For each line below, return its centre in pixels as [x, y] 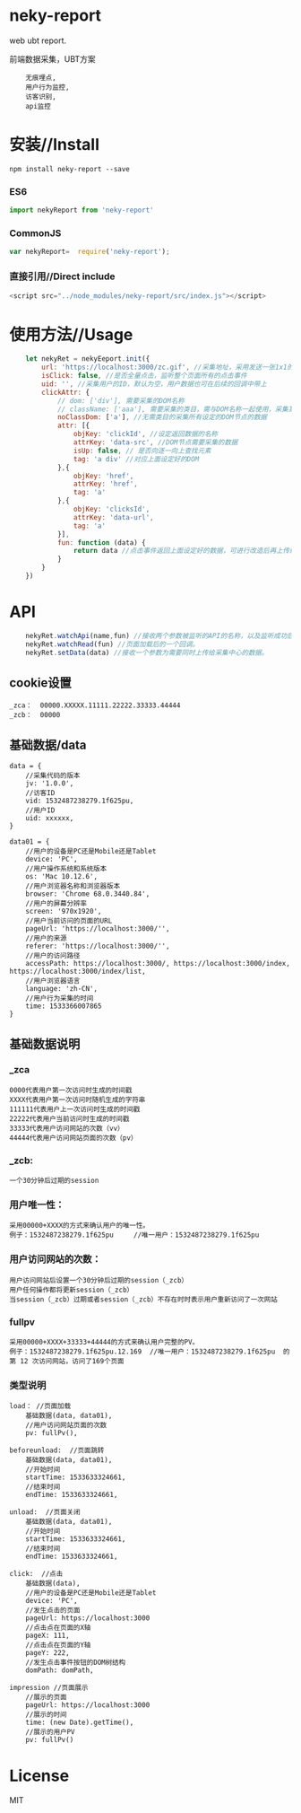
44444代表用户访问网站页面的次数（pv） [73, 1138]
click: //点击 [36, 1574]
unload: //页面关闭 [45, 1512]
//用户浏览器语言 [53, 981]
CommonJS [35, 232]
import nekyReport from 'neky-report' [82, 210]
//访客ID [40, 793]
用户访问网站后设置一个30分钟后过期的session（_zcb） [99, 1280]
